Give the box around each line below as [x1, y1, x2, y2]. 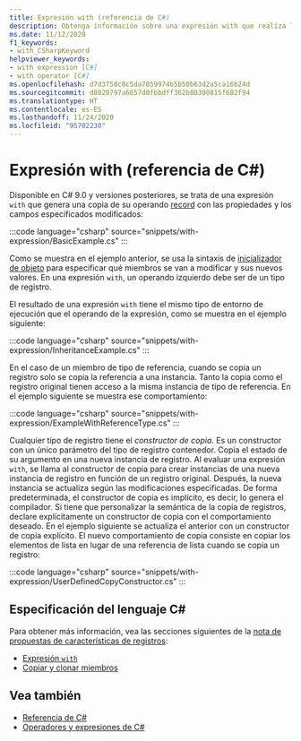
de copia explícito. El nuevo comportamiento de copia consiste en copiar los [9, 530, 291, 540]
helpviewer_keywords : [9, 55, 90, 64]
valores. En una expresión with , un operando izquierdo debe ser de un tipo [9, 271, 285, 282]
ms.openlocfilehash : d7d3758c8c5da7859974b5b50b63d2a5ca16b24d [9, 80, 251, 89]
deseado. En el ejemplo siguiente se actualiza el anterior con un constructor [9, 521, 290, 531]
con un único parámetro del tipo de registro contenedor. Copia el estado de [9, 444, 288, 455]
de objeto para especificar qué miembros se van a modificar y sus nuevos [9, 262, 283, 273]
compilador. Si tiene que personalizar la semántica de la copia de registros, [9, 501, 287, 512]
